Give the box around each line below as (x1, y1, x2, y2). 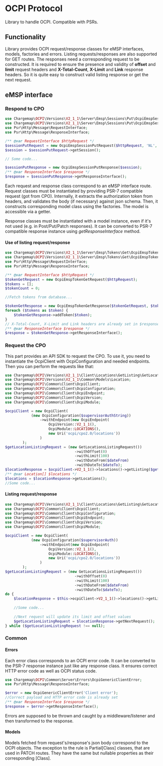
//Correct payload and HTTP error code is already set (5, 695, 118, 700)
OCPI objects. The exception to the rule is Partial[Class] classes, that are (5, 745, 150, 750)
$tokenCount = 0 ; (5, 286, 40, 291)
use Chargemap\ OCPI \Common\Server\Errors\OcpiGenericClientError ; (5, 677, 142, 682)
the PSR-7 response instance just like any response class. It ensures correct (5, 663, 157, 669)
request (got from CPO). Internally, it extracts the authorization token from (5, 193, 153, 199)
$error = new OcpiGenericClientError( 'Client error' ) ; (5, 690, 118, 696)
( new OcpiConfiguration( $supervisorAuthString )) (31, 413, 131, 418)
